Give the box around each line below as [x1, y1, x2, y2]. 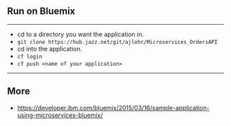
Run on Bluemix [7, 5, 76, 17]
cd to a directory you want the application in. [16, 30, 144, 38]
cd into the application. [16, 45, 82, 53]
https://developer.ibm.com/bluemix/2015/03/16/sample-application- [16, 103, 210, 112]
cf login [16, 53, 43, 60]
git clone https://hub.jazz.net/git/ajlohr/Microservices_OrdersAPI [16, 38, 218, 45]
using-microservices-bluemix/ [16, 111, 103, 119]
